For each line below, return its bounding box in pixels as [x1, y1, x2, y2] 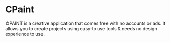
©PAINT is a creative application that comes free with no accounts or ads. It [5, 20, 166, 26]
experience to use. [5, 31, 45, 37]
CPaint [5, 4, 35, 15]
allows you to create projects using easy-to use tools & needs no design [5, 25, 157, 31]
